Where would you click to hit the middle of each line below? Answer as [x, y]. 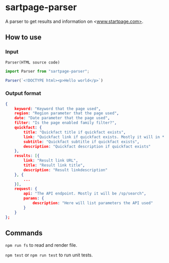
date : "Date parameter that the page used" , [62, 118]
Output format [23, 93]
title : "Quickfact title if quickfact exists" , [75, 132]
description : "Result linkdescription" [66, 170]
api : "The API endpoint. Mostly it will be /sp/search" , [85, 194]
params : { [34, 199]
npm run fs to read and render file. [41, 245]
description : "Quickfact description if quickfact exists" [87, 146]
